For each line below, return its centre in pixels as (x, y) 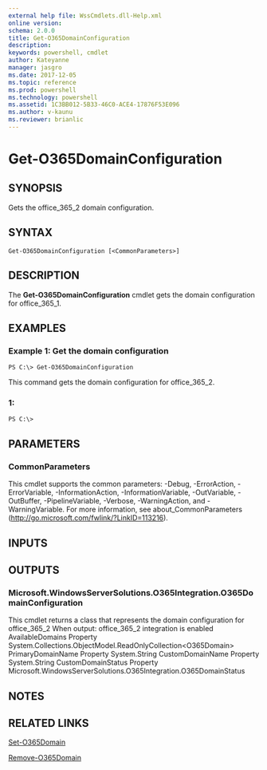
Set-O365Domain (37, 742)
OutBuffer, (25, 501)
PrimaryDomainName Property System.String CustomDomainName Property (134, 654)
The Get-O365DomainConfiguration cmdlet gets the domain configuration (132, 294)
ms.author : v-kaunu (41, 113)
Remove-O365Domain (45, 758)
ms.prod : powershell (43, 90)
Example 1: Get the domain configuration (88, 350)
